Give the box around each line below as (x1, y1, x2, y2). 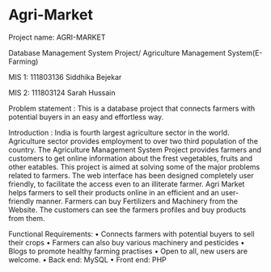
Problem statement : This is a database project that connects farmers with (8, 103, 256, 113)
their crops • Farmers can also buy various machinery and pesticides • (8, 237, 245, 247)
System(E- (227, 48, 263, 57)
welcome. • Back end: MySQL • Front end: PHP (8, 254, 167, 264)
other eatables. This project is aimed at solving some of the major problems (8, 161, 260, 171)
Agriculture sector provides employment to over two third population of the (8, 136, 259, 146)
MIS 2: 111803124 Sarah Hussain (8, 87, 116, 98)
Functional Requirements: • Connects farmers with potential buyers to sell (8, 228, 255, 239)
